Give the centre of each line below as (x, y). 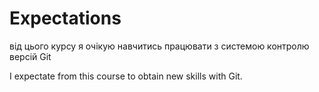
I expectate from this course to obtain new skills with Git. (126, 76)
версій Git (30, 56)
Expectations (65, 18)
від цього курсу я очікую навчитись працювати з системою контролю (159, 46)
